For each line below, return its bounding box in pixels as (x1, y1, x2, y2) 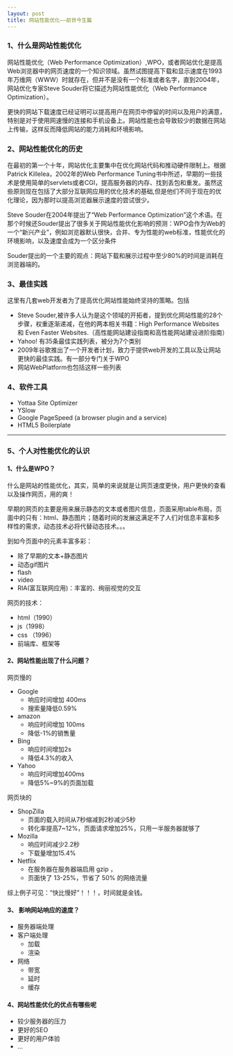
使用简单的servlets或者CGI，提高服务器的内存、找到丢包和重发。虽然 (19, 179, 217, 187)
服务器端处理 (17, 923, 54, 931)
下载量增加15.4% (27, 849, 76, 857)
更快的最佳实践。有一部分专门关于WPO (17, 355, 130, 363)
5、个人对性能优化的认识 (7, 446, 90, 455)
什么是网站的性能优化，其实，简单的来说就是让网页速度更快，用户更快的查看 (7, 481, 226, 489)
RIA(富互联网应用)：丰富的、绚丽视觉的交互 (17, 583, 141, 592)
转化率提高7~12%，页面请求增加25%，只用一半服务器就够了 (27, 825, 201, 833)
